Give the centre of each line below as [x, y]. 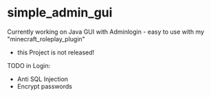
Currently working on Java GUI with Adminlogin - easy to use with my [106, 32]
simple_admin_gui [60, 13]
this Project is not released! [56, 52]
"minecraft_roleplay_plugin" [46, 39]
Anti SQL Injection [43, 79]
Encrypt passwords [44, 86]
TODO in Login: [29, 65]
